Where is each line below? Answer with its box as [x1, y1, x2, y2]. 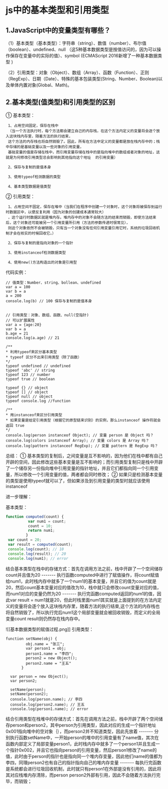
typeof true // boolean [5, 377, 55, 382]
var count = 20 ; [7, 537, 42, 542]
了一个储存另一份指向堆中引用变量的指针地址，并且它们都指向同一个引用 [5, 465, 154, 471]
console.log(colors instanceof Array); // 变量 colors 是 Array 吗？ [5, 438, 150, 443]
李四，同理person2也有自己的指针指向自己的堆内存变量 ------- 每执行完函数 [5, 760, 162, 766]
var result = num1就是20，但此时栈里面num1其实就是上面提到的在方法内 [9, 597, 158, 603]
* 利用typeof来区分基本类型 [5, 349, 57, 355]
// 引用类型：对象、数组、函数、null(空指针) [5, 313, 89, 318]
